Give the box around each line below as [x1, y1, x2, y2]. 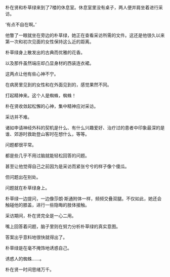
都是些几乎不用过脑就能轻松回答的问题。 [5, 152, 90, 159]
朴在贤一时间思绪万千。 [5, 266, 54, 272]
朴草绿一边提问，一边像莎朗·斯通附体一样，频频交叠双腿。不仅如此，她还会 [5, 195, 162, 202]
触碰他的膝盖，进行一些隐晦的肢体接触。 [5, 202, 90, 208]
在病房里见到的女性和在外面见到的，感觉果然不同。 [5, 82, 112, 88]
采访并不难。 [5, 114, 32, 120]
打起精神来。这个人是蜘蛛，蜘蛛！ [5, 93, 76, 98]
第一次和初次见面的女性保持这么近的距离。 [5, 38, 94, 45]
